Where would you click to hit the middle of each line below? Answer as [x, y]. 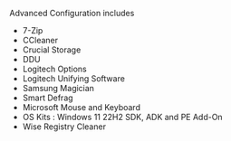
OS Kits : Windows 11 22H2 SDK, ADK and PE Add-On [123, 117]
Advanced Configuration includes [72, 13]
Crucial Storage [52, 50]
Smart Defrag [48, 98]
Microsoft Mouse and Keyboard [81, 107]
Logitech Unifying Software [73, 79]
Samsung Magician [58, 88]
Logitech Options [55, 69]
